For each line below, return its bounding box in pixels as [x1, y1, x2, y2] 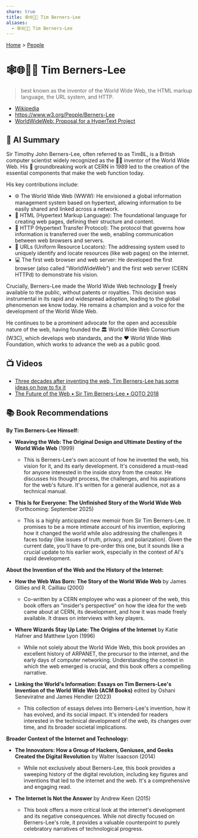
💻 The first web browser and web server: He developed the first [14, 256, 173, 263]
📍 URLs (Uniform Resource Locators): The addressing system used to [14, 243, 185, 250]
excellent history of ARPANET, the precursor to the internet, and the [23, 650, 189, 657]
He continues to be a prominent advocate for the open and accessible [6, 319, 177, 326]
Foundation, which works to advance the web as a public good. [6, 341, 161, 348]
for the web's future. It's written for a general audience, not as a [23, 481, 180, 488]
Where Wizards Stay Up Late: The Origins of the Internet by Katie [14, 626, 178, 633]
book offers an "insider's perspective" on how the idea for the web [23, 602, 187, 609]
